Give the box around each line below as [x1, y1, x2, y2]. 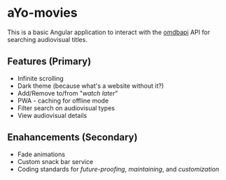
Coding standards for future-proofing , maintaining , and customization [17, 165, 220, 173]
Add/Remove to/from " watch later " [17, 89, 118, 97]
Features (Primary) [7, 56, 92, 68]
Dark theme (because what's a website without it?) [17, 82, 164, 90]
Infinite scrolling [17, 74, 64, 82]
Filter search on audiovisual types [17, 103, 115, 112]
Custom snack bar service [17, 157, 94, 165]
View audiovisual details [17, 111, 87, 119]
